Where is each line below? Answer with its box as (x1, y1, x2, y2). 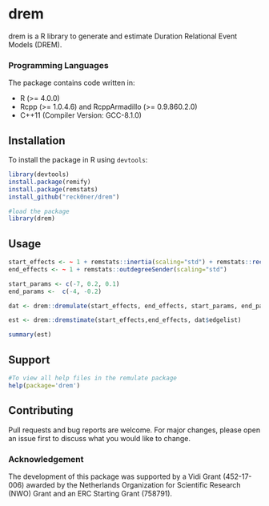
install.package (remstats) (8, 185, 98, 193)
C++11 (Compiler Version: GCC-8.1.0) (19, 110, 143, 120)
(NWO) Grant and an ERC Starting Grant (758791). (8, 488, 173, 498)
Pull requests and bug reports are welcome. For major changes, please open (8, 425, 261, 435)
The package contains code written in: (8, 78, 135, 88)
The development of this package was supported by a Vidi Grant (8, 472, 222, 481)
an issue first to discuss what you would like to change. (8, 433, 191, 443)
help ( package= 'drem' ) (8, 381, 81, 389)
